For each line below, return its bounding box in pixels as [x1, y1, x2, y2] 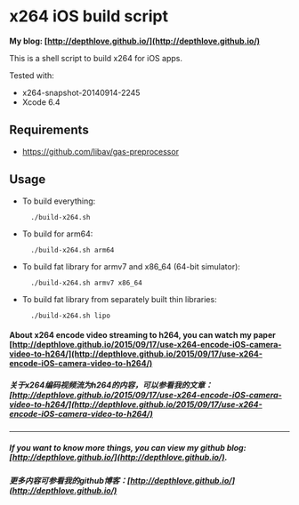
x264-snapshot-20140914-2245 [21, 87, 141, 98]
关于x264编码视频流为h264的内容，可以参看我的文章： [9, 380, 214, 390]
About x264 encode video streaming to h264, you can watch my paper [9, 330, 276, 341]
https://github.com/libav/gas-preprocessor [21, 146, 180, 156]
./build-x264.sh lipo [30, 311, 111, 320]
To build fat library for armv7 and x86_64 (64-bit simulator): [21, 261, 240, 272]
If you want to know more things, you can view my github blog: [9, 442, 246, 453]
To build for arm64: [21, 228, 93, 239]
